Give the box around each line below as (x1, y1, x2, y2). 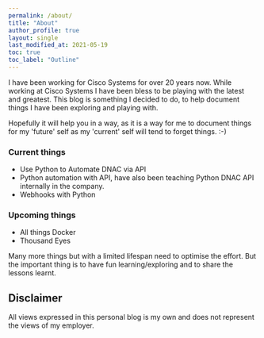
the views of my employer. (8, 321, 94, 330)
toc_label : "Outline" (8, 56, 80, 64)
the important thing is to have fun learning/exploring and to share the (8, 259, 234, 270)
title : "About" (8, 19, 59, 27)
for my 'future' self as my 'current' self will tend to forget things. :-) (8, 126, 228, 136)
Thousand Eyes (19, 236, 71, 246)
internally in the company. (19, 182, 105, 191)
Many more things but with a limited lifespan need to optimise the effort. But (8, 252, 256, 261)
